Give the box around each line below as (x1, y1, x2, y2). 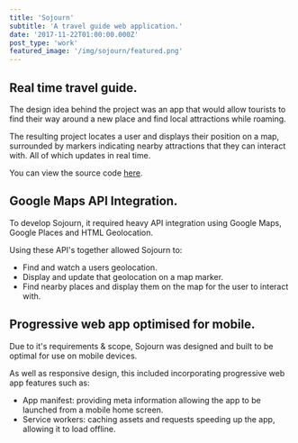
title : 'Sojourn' (9, 13, 75, 23)
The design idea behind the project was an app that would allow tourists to (9, 104, 286, 114)
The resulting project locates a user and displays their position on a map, (9, 131, 280, 141)
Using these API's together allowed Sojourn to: (9, 244, 183, 255)
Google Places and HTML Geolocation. (9, 227, 154, 238)
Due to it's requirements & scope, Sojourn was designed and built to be (9, 340, 274, 351)
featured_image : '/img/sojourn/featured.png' (9, 47, 183, 56)
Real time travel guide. (9, 80, 138, 95)
